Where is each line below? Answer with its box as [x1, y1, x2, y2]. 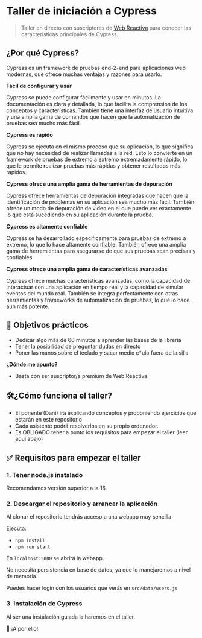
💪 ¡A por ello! [6, 625, 39, 632]
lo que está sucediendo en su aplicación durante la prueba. [6, 211, 154, 218]
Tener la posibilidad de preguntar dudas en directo [14, 343, 141, 350]
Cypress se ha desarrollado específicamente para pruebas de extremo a [6, 234, 186, 242]
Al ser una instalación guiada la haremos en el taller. [6, 613, 136, 621]
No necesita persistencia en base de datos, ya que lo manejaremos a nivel [6, 566, 191, 573]
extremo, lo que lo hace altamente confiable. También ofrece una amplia [6, 241, 186, 248]
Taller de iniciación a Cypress [6, 4, 157, 18]
